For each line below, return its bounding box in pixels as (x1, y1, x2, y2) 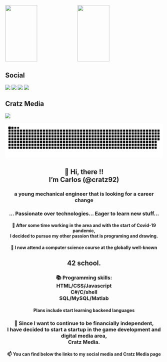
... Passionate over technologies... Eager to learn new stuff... (9, 210, 159, 217)
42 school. (66, 259, 101, 267)
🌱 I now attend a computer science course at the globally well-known (10, 244, 157, 250)
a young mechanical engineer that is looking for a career (14, 190, 154, 197)
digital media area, (60, 332, 107, 339)
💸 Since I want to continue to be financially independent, (14, 319, 154, 326)
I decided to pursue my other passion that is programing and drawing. (9, 233, 158, 239)
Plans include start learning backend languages (33, 307, 135, 313)
